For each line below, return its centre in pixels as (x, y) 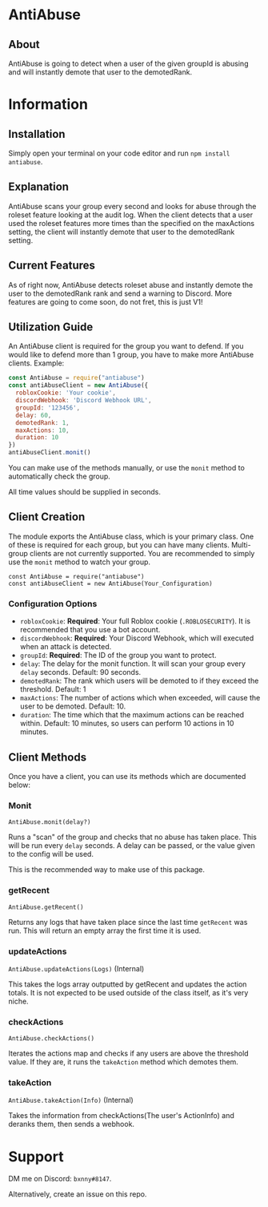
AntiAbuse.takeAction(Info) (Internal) (71, 1100)
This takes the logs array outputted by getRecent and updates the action (128, 984)
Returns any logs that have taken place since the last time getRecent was (128, 922)
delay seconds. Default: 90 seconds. (80, 672)
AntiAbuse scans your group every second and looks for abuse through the (132, 206)
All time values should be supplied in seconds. (85, 492)
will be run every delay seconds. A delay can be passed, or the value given (132, 846)
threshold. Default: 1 (53, 689)
